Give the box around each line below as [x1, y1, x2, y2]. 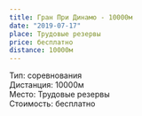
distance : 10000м [9, 46, 74, 55]
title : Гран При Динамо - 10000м [9, 12, 133, 22]
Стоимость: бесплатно [9, 98, 96, 109]
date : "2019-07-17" [9, 21, 82, 30]
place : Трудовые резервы [9, 29, 101, 38]
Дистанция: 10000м [9, 80, 84, 90]
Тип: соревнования [9, 70, 83, 81]
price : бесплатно [9, 37, 74, 47]
